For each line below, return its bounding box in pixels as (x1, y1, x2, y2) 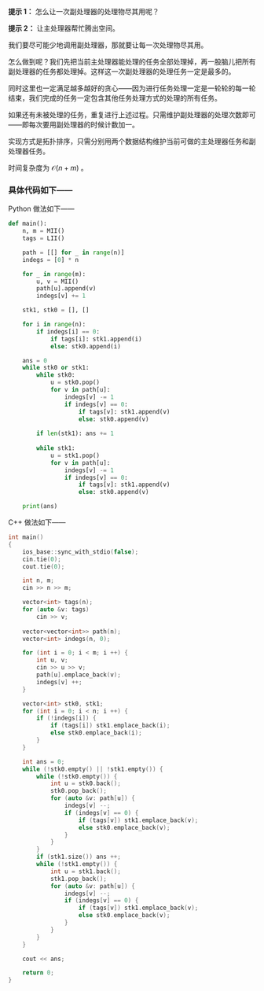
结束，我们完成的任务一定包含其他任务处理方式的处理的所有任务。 (8, 94, 222, 102)
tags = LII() (22, 234, 65, 242)
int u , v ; (36, 656, 68, 665)
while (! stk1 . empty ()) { (36, 860, 118, 868)
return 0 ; (22, 969, 55, 977)
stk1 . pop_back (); (49, 875, 108, 882)
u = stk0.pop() (49, 378, 101, 387)
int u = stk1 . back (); (49, 868, 122, 875)
